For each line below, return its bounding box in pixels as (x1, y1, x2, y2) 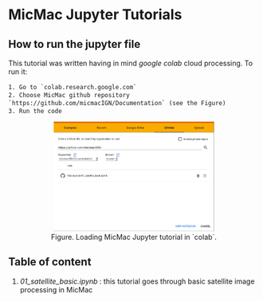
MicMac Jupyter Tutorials (8, 6, 183, 24)
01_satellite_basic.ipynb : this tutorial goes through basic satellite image (19, 277, 255, 286)
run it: (8, 67, 28, 76)
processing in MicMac (19, 284, 93, 294)
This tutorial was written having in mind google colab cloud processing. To (8, 58, 253, 68)
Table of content (8, 255, 92, 269)
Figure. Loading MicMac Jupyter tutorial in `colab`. (50, 233, 218, 241)
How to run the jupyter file (8, 37, 141, 51)
